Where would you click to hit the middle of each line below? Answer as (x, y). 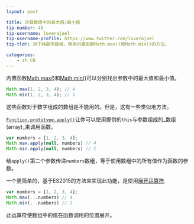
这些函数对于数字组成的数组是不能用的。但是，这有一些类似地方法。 (89, 106)
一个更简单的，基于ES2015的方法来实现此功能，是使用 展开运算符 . (86, 181)
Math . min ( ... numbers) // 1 (39, 203)
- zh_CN (26, 60)
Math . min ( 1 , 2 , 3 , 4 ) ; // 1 (41, 95)
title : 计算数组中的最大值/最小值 (43, 22)
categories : (21, 55)
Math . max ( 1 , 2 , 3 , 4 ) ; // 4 (41, 89)
